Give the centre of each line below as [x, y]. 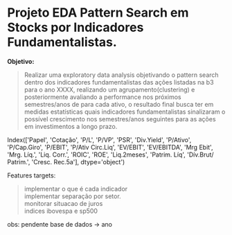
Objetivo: [21, 61]
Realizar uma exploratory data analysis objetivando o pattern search [122, 75]
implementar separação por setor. [72, 196]
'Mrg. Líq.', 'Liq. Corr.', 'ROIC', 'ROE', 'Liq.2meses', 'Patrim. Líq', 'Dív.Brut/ [110, 155]
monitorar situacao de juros [63, 203]
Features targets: [32, 175]
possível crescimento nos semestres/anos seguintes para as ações [120, 119]
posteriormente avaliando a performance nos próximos [102, 97]
